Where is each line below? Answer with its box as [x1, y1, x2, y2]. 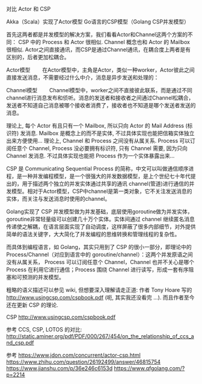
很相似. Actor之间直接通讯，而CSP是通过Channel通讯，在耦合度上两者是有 [6, 46, 191, 53]
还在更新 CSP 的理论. [6, 301, 59, 309]
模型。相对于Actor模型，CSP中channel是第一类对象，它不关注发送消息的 [11, 187, 192, 195]
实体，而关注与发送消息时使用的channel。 [6, 195, 111, 202]
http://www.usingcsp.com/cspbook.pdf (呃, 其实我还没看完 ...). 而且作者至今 [6, 294, 195, 301]
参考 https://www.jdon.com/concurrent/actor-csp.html [6, 351, 141, 359]
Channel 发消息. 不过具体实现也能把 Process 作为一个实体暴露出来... [6, 153, 175, 159]
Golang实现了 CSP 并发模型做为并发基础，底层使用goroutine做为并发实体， [6, 208, 194, 215]
